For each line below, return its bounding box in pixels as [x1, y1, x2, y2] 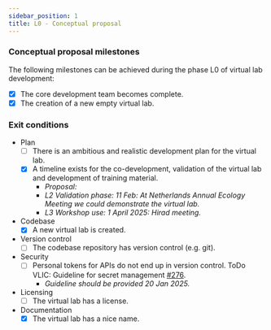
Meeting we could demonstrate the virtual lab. [44, 199, 200, 209]
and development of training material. [32, 173, 159, 183]
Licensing [20, 287, 54, 297]
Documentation [20, 305, 72, 315]
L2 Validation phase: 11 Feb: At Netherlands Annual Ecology [44, 190, 246, 200]
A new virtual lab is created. [32, 225, 126, 235]
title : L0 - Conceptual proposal [8, 20, 122, 28]
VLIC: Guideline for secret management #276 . [32, 270, 186, 280]
